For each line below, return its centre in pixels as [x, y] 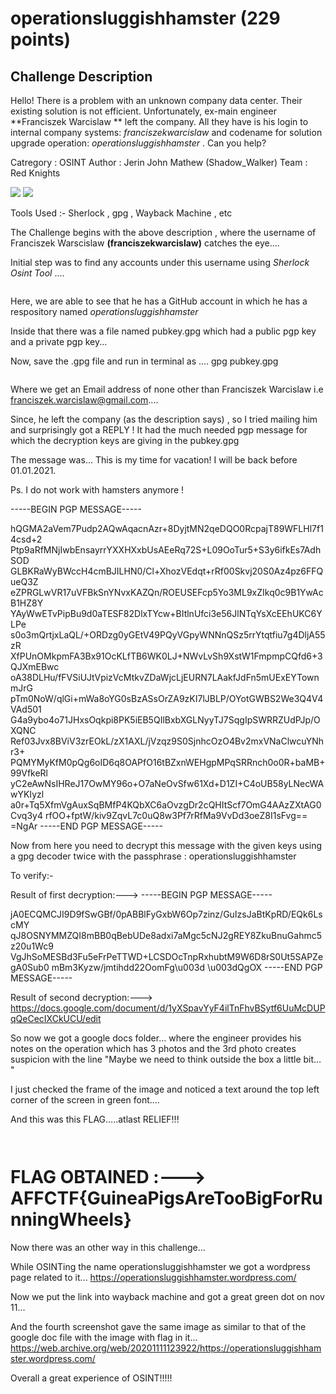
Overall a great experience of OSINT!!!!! [91, 1378]
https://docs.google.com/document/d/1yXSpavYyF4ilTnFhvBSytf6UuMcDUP [168, 1008]
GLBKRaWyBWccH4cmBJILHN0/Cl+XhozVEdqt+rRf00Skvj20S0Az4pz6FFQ [167, 571]
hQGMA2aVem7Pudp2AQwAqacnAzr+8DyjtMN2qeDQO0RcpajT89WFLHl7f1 [167, 528]
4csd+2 [26, 539]
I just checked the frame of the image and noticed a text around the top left [165, 1089]
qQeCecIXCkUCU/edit [56, 1018]
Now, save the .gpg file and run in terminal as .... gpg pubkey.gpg [144, 361]
